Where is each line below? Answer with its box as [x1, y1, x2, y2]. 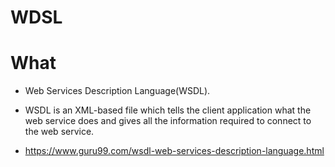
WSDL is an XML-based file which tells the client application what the [24, 104, 312, 116]
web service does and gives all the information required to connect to [24, 115, 312, 127]
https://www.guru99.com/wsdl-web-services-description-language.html [24, 145, 325, 157]
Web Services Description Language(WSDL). [24, 85, 211, 97]
